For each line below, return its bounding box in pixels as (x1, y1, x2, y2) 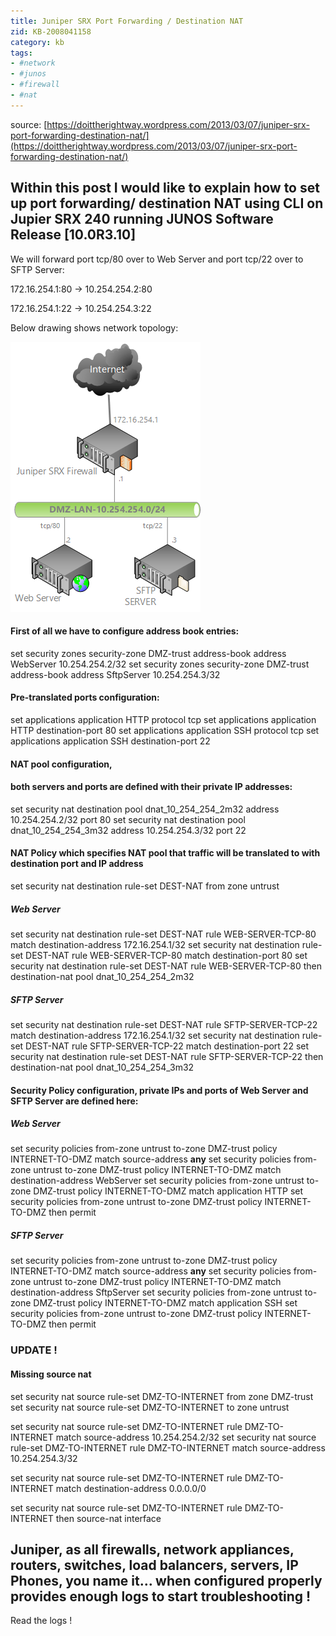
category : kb (10, 37, 65, 47)
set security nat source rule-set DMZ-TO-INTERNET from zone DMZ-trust (10, 1390, 314, 1402)
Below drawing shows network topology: (10, 321, 179, 334)
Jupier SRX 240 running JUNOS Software (10, 211, 274, 228)
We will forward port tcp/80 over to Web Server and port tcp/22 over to (10, 253, 304, 265)
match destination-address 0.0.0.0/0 (55, 1482, 207, 1494)
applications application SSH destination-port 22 (10, 735, 211, 747)
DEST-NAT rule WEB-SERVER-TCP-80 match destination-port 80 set (25, 949, 308, 961)
